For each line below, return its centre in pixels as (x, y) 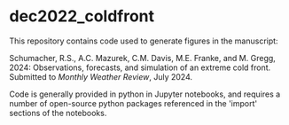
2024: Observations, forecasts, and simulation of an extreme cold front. (140, 67)
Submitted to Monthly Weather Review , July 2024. (101, 76)
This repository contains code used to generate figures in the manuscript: (144, 41)
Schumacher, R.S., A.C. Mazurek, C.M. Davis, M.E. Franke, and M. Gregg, (143, 58)
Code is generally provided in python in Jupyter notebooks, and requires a (145, 94)
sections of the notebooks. (58, 113)
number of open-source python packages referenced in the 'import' (133, 103)
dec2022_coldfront (82, 16)
